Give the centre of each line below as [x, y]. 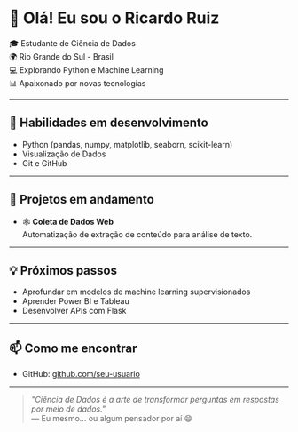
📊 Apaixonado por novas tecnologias [78, 83]
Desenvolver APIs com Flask [74, 311]
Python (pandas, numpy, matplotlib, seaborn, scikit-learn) [127, 144]
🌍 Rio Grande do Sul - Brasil [61, 56]
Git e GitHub [44, 163]
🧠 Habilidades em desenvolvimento [109, 123]
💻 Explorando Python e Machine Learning [86, 69]
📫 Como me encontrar [73, 348]
